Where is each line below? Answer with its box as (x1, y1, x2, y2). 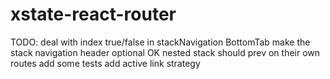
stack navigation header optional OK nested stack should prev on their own (10, 46, 321, 58)
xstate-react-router (10, 3, 177, 26)
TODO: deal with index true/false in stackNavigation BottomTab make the (10, 36, 311, 48)
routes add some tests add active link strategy (10, 57, 201, 69)
